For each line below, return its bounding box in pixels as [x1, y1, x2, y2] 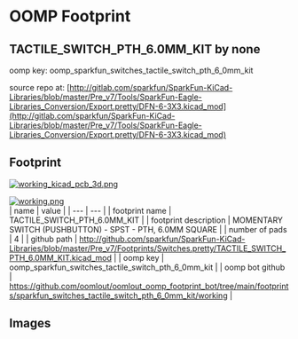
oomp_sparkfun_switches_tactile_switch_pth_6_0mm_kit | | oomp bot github [9, 262, 286, 272]
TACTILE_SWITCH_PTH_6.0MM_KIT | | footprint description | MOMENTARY [9, 215, 284, 225]
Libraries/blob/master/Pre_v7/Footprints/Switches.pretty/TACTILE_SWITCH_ [9, 242, 286, 254]
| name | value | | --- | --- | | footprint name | [9, 205, 172, 216]
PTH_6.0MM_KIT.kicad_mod [9, 252, 113, 263]
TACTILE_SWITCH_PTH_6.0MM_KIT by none [9, 42, 261, 57]
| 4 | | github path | [9, 233, 78, 244]
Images [9, 316, 51, 331]
